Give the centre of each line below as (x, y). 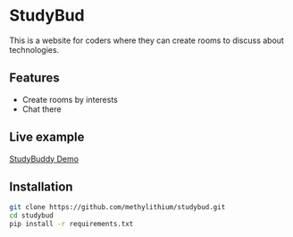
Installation (41, 186)
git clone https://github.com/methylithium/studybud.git (117, 207)
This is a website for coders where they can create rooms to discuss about (146, 40)
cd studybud (31, 216)
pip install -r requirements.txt (71, 224)
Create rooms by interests (70, 99)
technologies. (34, 49)
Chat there (42, 109)
